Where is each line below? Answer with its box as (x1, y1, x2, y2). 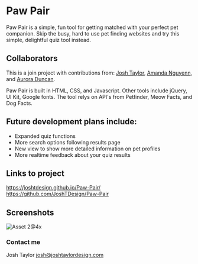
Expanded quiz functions (14, 132, 76, 140)
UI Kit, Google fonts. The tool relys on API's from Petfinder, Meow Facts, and (6, 93, 193, 100)
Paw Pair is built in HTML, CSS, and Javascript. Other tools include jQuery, (6, 87, 187, 94)
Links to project (6, 168, 65, 178)
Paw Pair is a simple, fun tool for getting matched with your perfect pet (6, 24, 178, 31)
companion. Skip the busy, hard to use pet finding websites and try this (6, 30, 180, 37)
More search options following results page (14, 139, 121, 146)
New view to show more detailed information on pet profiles (14, 145, 161, 152)
